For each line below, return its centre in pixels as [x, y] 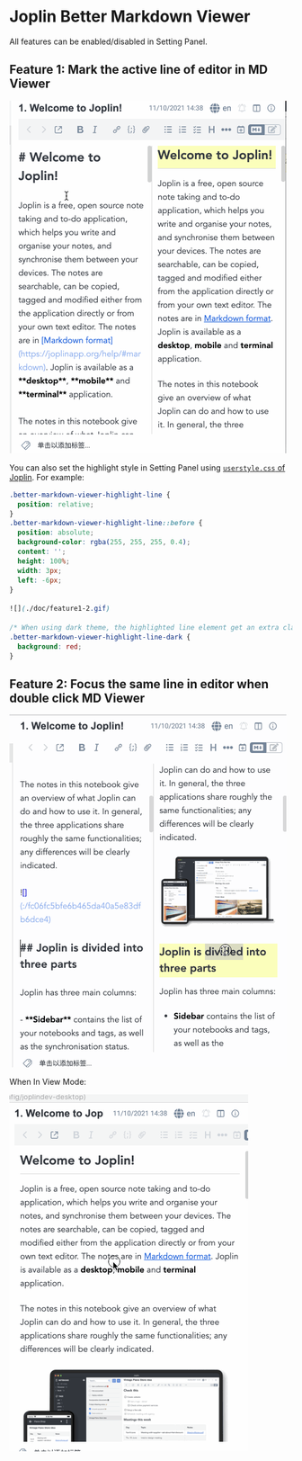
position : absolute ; [56, 533]
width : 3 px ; [40, 570]
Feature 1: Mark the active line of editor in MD [138, 70]
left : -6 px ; [40, 580]
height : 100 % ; [44, 561]
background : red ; [50, 646]
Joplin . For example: [47, 477]
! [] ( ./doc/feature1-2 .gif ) [60, 609]
